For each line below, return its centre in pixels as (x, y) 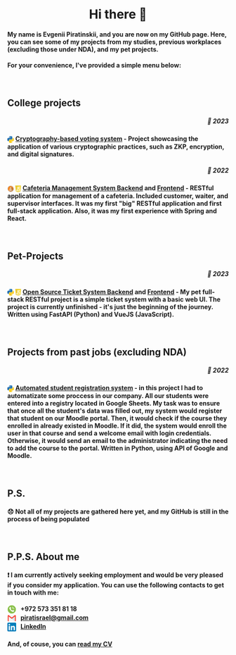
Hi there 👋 (118, 14)
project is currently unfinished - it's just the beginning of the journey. (110, 307)
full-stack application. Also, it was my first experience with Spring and (112, 211)
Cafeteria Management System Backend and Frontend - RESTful (118, 188)
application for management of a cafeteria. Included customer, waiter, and (118, 196)
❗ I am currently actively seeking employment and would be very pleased (115, 575)
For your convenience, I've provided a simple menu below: (94, 65)
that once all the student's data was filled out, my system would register (115, 411)
